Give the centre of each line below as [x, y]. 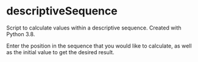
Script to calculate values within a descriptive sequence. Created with [94, 28]
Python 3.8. [21, 34]
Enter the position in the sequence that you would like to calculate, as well [99, 46]
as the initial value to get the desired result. [60, 52]
